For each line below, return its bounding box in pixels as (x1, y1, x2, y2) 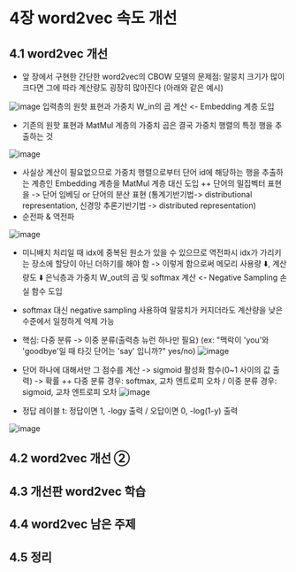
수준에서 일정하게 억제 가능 (21, 316, 115, 326)
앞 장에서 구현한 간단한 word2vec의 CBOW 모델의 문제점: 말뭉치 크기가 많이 (21, 72, 285, 81)
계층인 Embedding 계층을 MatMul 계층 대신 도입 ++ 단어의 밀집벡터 (31, 178, 266, 189)
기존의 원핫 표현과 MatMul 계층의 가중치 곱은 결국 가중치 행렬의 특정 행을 (21, 120, 274, 130)
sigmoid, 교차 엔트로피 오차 (21, 387, 118, 397)
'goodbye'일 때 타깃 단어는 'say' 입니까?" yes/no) (21, 346, 196, 356)
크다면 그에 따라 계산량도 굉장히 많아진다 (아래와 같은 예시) (21, 82, 224, 93)
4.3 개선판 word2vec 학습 (9, 483, 147, 499)
